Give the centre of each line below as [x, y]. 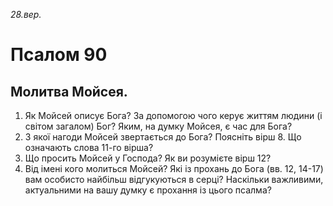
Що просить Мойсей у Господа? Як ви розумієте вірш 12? [148, 158]
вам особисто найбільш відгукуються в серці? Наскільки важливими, [174, 179]
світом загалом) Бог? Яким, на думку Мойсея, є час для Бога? [158, 126]
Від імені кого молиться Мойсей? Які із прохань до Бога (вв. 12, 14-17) [174, 168]
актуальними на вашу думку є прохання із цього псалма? [148, 190]
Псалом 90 [59, 55]
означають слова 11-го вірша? [89, 147]
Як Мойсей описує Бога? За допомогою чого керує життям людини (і [173, 115]
